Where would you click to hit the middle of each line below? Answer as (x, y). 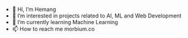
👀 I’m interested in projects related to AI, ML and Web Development (97, 16)
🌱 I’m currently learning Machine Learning (65, 22)
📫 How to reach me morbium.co (53, 29)
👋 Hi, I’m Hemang (34, 9)
